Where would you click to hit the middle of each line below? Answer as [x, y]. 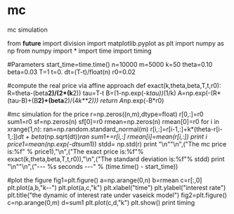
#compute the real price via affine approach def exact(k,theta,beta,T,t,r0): [114, 85]
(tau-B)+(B [23, 100]
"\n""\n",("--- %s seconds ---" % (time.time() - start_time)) [93, 166]
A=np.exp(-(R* [200, 93]
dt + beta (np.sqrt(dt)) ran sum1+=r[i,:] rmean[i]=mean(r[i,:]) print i [112, 137]
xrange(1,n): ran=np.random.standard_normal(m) [78, 129]
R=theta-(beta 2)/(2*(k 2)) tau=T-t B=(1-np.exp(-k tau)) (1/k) [92, 93]
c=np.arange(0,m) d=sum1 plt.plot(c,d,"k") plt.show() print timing [101, 202]
